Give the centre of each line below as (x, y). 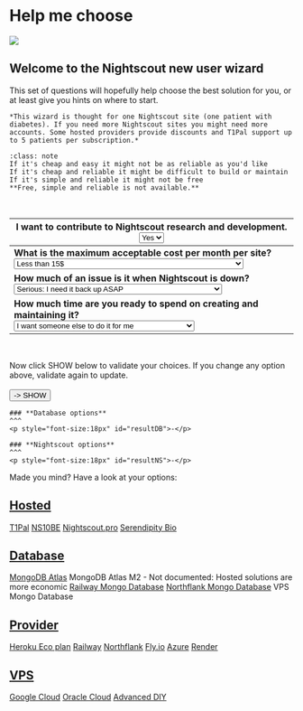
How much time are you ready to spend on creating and (136, 304)
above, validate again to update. (69, 375)
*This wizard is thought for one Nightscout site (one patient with (141, 117)
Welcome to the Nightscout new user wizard (137, 69)
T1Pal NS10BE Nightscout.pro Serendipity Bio (93, 527)
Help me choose (71, 16)
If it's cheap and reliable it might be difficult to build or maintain (149, 172)
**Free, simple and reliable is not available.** (105, 187)
